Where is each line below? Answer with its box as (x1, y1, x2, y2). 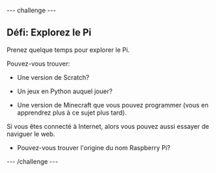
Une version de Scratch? (16, 73, 90, 81)
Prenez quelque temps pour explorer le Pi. (6, 46, 130, 54)
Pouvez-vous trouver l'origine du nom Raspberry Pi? (16, 143, 171, 152)
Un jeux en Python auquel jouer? (16, 87, 113, 95)
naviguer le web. (6, 130, 55, 138)
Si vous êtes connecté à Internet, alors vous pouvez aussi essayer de (6, 122, 210, 130)
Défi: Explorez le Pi (6, 26, 92, 38)
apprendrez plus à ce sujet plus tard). (16, 108, 127, 117)
